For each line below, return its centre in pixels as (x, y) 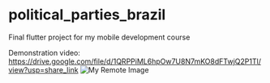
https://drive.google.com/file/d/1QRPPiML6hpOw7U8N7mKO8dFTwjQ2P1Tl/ (135, 61)
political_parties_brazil (87, 15)
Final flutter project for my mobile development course (99, 37)
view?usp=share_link (43, 69)
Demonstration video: (45, 52)
